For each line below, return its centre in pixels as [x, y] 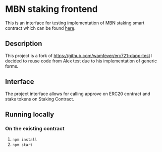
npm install [25, 140]
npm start [23, 145]
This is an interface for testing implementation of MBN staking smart [75, 23]
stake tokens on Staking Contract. [40, 99]
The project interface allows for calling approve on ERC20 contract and [78, 94]
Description [24, 44]
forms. [12, 66]
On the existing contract [35, 128]
